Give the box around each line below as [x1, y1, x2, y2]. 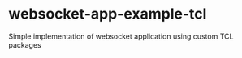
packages [8, 39, 42, 49]
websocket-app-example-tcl [8, 5, 207, 23]
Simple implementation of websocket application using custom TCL [8, 31, 234, 41]
